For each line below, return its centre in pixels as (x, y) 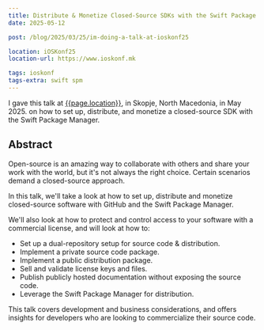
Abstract (30, 144)
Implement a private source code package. (89, 252)
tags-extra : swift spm (45, 81)
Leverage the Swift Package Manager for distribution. (107, 294)
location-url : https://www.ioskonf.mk (72, 59)
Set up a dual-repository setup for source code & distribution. (120, 243)
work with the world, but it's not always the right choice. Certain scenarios (129, 172)
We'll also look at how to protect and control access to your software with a (131, 219)
